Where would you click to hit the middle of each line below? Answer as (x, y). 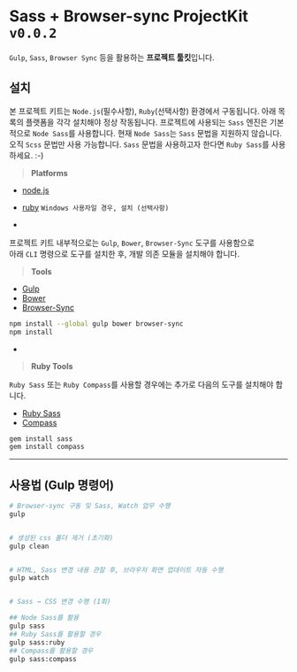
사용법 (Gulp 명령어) (62, 485)
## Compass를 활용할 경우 (51, 651)
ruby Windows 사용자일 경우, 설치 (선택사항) (95, 207)
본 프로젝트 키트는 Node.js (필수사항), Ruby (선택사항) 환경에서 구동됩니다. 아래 (143, 111)
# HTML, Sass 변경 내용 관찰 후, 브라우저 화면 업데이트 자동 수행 (116, 570)
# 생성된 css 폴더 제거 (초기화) (61, 537)
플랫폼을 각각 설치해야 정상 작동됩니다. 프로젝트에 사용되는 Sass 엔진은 (146, 122)
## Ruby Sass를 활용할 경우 (55, 634)
